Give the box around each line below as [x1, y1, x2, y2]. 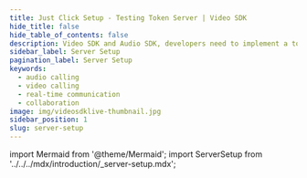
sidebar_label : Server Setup [9, 47, 121, 57]
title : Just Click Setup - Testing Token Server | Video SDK [9, 13, 248, 23]
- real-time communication [17, 89, 121, 99]
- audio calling [17, 73, 79, 82]
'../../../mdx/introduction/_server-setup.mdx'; [9, 159, 176, 169]
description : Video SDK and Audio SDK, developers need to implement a [9, 38, 288, 48]
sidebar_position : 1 [9, 115, 89, 124]
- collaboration [17, 98, 79, 108]
